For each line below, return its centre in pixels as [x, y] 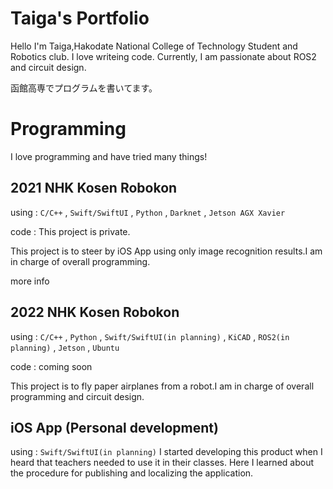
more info [30, 281]
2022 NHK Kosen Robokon [95, 312]
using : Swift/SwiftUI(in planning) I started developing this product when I [166, 452]
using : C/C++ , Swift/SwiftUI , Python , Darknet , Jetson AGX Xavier [148, 212]
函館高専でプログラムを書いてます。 [84, 88]
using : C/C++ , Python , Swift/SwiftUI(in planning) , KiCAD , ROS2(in [150, 336]
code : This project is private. [70, 231]
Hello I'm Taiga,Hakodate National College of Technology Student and [154, 46]
